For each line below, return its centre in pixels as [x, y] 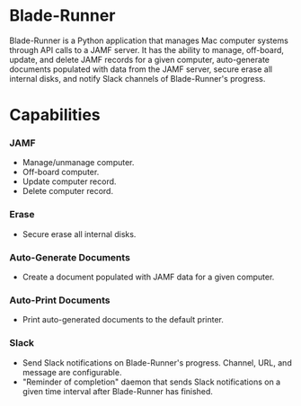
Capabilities [55, 115]
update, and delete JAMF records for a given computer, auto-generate [140, 59]
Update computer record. [69, 181]
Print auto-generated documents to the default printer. [123, 320]
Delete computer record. [68, 191]
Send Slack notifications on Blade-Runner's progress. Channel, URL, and [157, 362]
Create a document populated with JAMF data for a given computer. [148, 277]
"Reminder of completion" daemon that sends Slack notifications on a [151, 382]
